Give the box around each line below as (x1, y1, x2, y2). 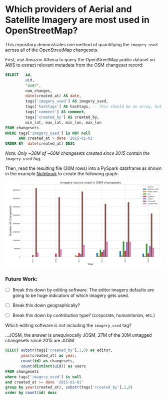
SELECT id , (5, 72, 32, 77)
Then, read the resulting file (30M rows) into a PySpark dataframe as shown (5, 165, 161, 171)
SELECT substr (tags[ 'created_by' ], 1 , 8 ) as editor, (5, 348, 113, 353)
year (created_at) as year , (20, 353, 77, 358)
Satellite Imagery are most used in (5, 14, 150, 26)
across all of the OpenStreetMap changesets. (5, 47, 98, 53)
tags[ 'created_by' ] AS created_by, (25, 115, 99, 120)
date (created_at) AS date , (25, 93, 81, 98)
